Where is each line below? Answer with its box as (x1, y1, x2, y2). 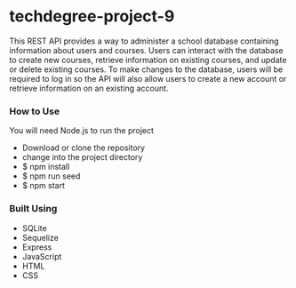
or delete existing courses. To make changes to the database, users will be (9, 64, 284, 75)
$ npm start (21, 180, 65, 191)
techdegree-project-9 (9, 6, 175, 27)
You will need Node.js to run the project (9, 125, 154, 136)
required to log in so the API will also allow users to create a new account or (9, 73, 287, 84)
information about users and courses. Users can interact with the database (9, 44, 284, 55)
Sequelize (21, 232, 60, 243)
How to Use (9, 105, 60, 117)
